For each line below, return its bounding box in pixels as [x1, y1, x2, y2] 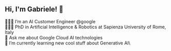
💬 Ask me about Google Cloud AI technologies [5, 34, 103, 40]
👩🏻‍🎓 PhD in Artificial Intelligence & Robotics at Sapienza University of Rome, [5, 24, 166, 30]
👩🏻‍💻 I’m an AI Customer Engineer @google [5, 18, 96, 24]
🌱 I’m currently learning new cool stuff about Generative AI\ [5, 40, 130, 46]
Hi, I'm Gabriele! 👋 [5, 5, 64, 14]
